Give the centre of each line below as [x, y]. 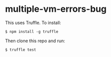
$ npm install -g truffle [32, 31]
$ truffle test [21, 50]
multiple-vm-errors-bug [56, 9]
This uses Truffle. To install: [33, 23]
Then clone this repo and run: [35, 41]
